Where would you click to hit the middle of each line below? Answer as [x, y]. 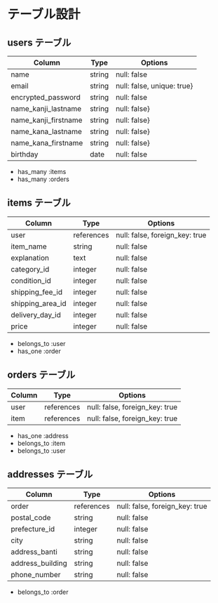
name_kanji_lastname [46, 108]
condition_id [31, 280]
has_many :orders [43, 179]
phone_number [36, 575]
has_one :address [43, 435]
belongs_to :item [41, 443]
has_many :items [42, 172]
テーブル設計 [44, 14]
